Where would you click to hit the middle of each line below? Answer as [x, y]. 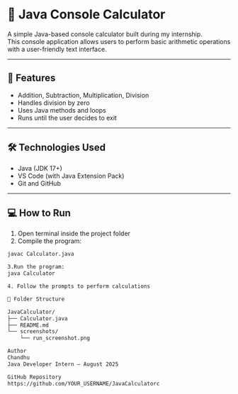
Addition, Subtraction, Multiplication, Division [83, 95]
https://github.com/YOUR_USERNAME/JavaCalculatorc [84, 383]
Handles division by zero [53, 103]
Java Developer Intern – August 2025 [63, 364]
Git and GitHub [39, 183]
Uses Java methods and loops [62, 110]
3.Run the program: [36, 267]
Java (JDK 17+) [40, 168]
